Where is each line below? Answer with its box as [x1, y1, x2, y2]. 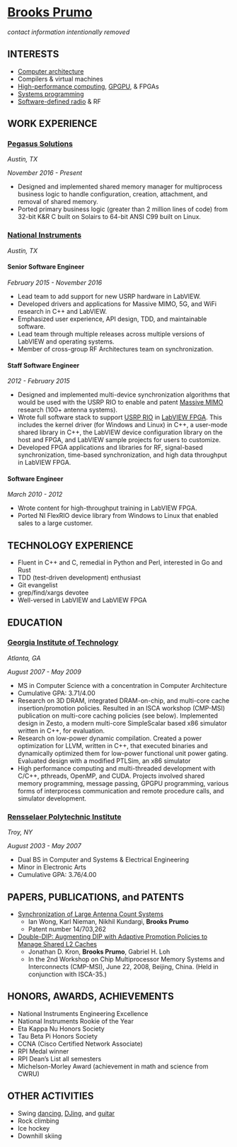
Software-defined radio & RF [17, 97, 101, 106]
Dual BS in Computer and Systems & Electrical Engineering [17, 855, 190, 864]
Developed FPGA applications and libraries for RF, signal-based [17, 443, 203, 452]
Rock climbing [17, 1117, 59, 1125]
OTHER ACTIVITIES [7, 1090, 94, 1102]
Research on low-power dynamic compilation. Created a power [17, 734, 202, 742]
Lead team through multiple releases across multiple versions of [17, 329, 205, 338]
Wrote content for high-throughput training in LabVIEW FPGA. [17, 504, 197, 512]
